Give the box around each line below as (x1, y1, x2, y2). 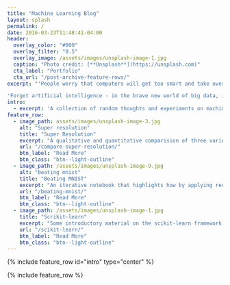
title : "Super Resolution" (19, 131, 97, 138)
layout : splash (7, 16, 51, 23)
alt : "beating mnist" (19, 169, 81, 175)
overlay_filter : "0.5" (13, 49, 78, 55)
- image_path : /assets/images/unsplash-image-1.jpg (13, 207, 164, 214)
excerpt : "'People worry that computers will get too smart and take (7, 80, 210, 87)
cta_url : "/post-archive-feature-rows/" (13, 73, 130, 81)
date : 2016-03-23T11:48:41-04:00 (7, 29, 103, 36)
